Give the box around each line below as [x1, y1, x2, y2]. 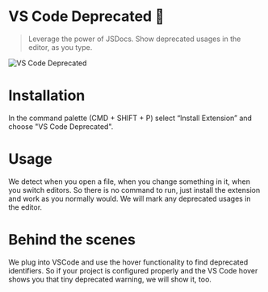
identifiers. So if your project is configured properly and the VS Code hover [8, 265, 258, 275]
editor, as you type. [27, 42, 93, 52]
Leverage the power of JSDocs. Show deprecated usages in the [27, 34, 241, 44]
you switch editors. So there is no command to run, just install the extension [8, 185, 261, 194]
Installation [8, 86, 86, 105]
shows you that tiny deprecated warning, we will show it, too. [8, 274, 212, 284]
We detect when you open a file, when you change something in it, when [8, 177, 250, 186]
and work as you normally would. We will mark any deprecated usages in [8, 194, 252, 203]
